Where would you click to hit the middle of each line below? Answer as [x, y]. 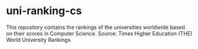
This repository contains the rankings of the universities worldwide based [95, 27]
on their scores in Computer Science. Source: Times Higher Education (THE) [99, 33]
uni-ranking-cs [44, 11]
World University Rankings [38, 40]
